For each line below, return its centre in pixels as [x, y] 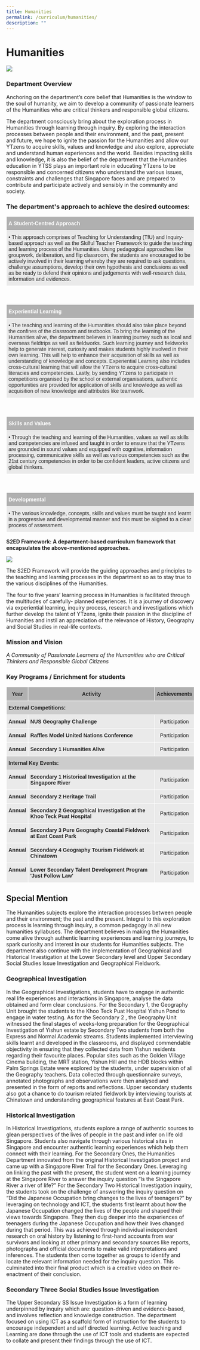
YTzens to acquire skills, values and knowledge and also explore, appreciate [100, 146]
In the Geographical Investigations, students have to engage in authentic [95, 992]
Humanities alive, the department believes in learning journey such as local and [100, 337]
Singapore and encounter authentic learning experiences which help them [97, 1147]
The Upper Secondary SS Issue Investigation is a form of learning [87, 1303]
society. [16, 191]
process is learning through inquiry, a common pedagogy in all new [89, 925]
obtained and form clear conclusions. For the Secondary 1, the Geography [97, 1004]
